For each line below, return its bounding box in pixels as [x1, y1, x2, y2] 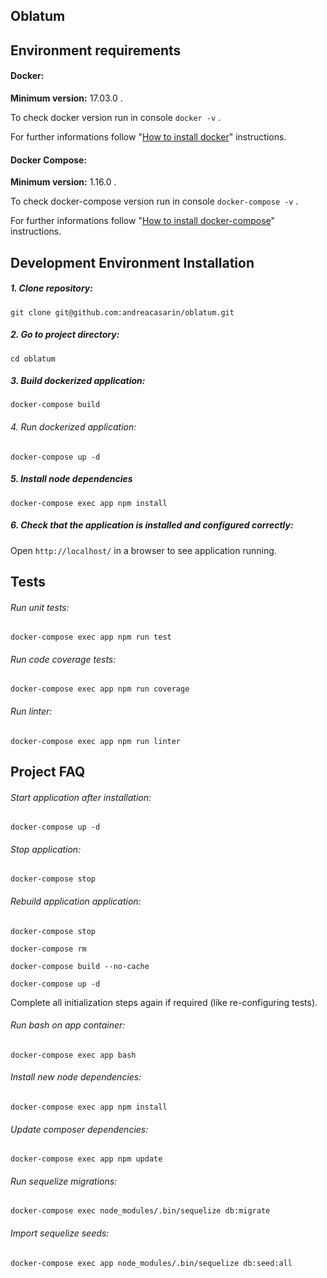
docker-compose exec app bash [10, 1050, 137, 1060]
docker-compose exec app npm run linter [10, 736, 182, 746]
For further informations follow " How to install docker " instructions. [10, 130, 287, 143]
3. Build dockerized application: [10, 375, 146, 387]
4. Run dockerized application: [10, 421, 137, 433]
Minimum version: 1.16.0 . [10, 176, 117, 188]
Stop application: [10, 843, 82, 855]
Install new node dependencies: [10, 1071, 142, 1083]
